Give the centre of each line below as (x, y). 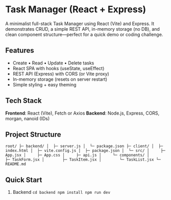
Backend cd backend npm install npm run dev (62, 192)
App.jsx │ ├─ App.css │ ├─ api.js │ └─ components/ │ (77, 155)
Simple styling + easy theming (44, 84)
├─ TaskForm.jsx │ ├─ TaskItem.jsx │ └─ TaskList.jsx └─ (83, 160)
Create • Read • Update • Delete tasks (53, 63)
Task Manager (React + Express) (76, 9)
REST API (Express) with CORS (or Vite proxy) (61, 74)
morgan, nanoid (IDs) (28, 118)
